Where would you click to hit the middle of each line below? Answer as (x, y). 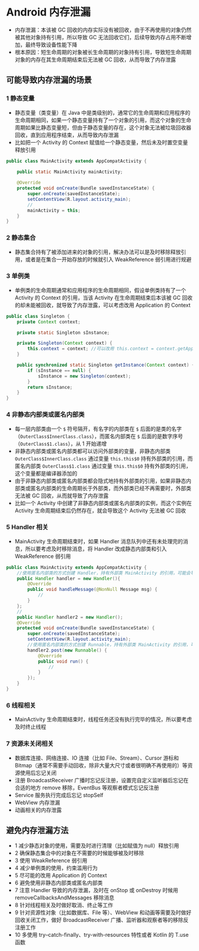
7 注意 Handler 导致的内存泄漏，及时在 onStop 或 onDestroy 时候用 (97, 890)
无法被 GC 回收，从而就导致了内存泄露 (62, 495)
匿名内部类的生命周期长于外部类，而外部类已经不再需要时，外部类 (111, 488)
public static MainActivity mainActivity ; (70, 172)
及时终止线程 (30, 727)
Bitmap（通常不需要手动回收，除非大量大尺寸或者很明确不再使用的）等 (101, 765)
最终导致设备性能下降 (51, 45)
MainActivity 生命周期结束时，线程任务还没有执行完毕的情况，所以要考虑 (103, 719)
